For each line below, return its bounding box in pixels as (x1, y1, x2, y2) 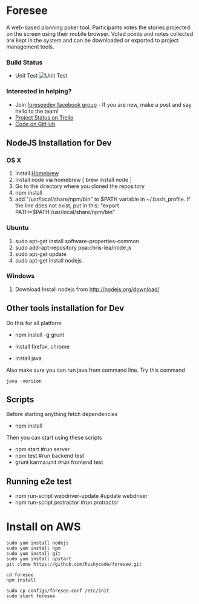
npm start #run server (15, 446, 70, 453)
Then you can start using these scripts (6, 434, 102, 441)
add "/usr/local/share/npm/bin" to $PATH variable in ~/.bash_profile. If (15, 195, 191, 203)
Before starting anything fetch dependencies (6, 411, 118, 418)
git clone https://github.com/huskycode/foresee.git (6, 562, 142, 568)
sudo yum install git (6, 551, 61, 557)
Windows (6, 272, 35, 280)
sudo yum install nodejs (6, 540, 69, 546)
